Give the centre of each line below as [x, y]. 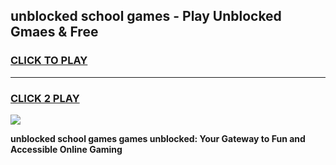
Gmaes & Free [54, 32]
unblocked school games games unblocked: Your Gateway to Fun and [158, 138]
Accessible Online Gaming [66, 149]
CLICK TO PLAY [49, 61]
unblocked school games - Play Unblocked [146, 16]
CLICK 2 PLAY [45, 98]
